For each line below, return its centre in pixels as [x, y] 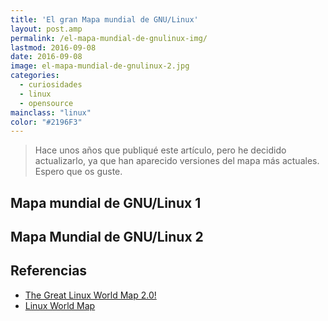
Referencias [49, 271]
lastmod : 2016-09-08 [53, 47]
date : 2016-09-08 [46, 57]
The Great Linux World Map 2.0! [90, 295]
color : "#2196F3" [46, 122]
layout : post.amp [46, 29]
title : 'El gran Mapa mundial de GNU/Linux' [104, 19]
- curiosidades [51, 85]
